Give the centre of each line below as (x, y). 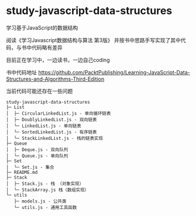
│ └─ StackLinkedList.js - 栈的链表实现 (55, 138)
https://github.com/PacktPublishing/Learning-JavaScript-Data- (114, 72)
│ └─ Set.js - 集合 (30, 167)
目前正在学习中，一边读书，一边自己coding (58, 60)
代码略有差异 (47, 47)
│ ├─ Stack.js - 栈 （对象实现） (45, 184)
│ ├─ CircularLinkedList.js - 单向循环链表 (59, 113)
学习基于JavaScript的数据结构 (42, 28)
